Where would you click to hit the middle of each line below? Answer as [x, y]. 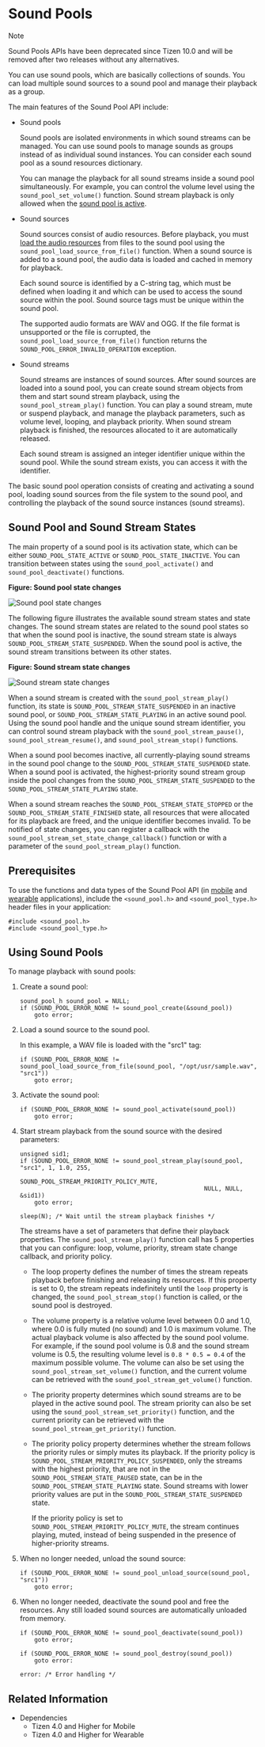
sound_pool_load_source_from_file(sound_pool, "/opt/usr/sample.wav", [138, 1067]
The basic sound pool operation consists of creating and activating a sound [131, 486]
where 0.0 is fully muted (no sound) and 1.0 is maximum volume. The [144, 1329]
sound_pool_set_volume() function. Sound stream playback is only [127, 195]
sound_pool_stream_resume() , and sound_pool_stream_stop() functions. [123, 739]
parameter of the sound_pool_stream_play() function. [95, 846]
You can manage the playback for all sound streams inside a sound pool [137, 178]
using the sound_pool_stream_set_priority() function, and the [133, 1412]
